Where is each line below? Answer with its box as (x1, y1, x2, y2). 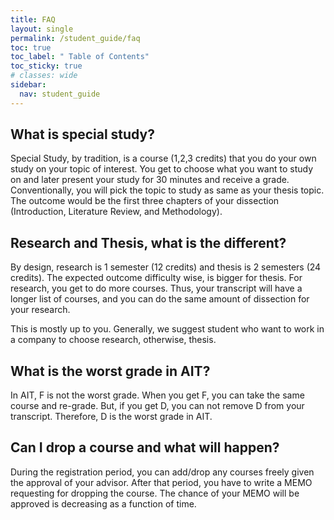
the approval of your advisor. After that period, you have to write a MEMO (10, 476, 313, 488)
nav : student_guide (19, 89, 101, 99)
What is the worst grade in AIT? (10, 362, 211, 380)
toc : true (10, 42, 52, 53)
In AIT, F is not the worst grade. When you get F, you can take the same (10, 389, 305, 401)
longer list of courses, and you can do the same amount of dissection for (10, 293, 310, 305)
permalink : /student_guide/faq (10, 33, 141, 43)
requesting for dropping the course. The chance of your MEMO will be (10, 487, 300, 499)
